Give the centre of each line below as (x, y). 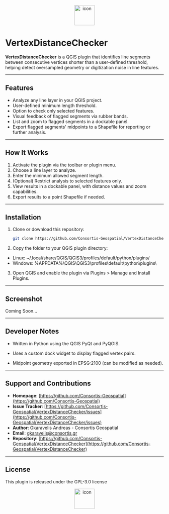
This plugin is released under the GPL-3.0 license (56, 481)
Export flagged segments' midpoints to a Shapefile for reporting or (81, 127)
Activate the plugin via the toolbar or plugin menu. (64, 165)
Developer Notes (32, 331)
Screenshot (24, 299)
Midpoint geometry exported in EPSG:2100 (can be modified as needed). (88, 363)
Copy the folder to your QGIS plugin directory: (60, 248)
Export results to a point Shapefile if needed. (59, 197)
